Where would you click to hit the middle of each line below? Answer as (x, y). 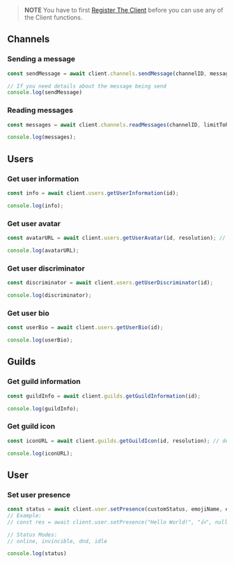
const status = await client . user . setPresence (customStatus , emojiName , (115, 509)
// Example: (24, 515)
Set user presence (39, 494)
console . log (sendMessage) (45, 92)
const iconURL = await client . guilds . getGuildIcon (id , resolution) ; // (113, 441)
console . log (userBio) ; (40, 340)
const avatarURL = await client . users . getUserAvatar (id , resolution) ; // (117, 238)
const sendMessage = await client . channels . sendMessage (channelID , (107, 73)
